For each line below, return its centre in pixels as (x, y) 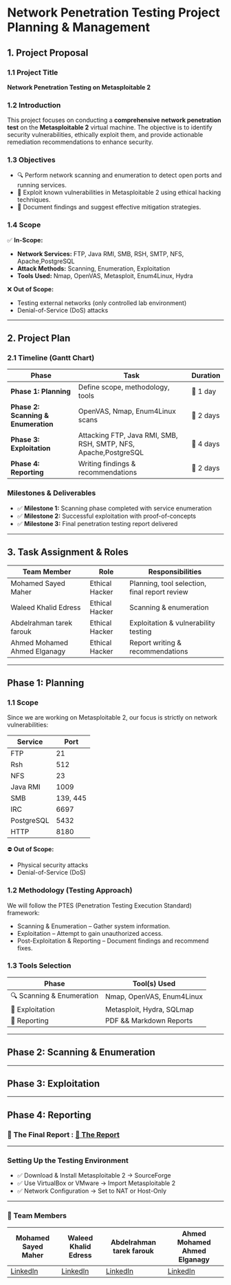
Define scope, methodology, (124, 387)
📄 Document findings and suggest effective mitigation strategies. (109, 207)
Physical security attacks (53, 865)
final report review (159, 592)
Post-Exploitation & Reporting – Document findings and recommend (113, 941)
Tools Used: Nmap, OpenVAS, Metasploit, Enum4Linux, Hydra (105, 275)
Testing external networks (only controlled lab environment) (102, 303)
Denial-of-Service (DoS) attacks (63, 310)
